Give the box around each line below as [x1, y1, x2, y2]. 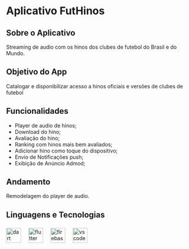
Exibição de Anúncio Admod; [14, 159, 86, 167]
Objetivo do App [6, 67, 67, 77]
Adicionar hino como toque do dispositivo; [14, 147, 118, 154]
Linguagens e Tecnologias [6, 209, 105, 220]
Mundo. [6, 50, 25, 57]
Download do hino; [14, 128, 61, 135]
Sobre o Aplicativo [6, 28, 76, 38]
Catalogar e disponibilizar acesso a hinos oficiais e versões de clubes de [6, 82, 183, 90]
